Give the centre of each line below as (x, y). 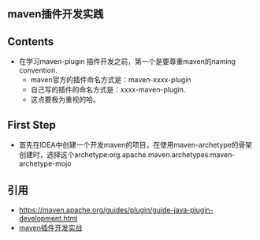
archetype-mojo (45, 163)
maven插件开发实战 (50, 227)
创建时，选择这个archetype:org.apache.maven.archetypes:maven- (127, 155)
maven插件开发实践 (56, 14)
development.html (48, 218)
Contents (31, 41)
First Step (32, 125)
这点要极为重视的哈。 (65, 99)
